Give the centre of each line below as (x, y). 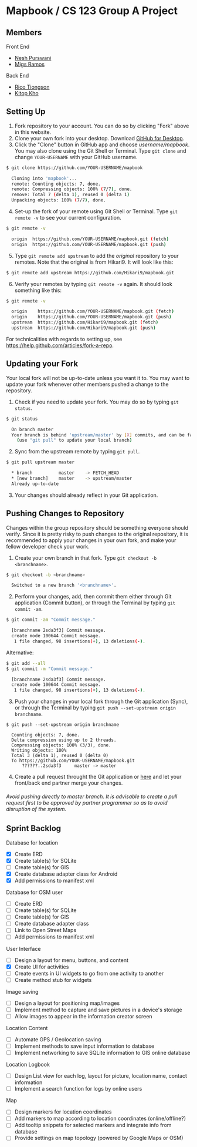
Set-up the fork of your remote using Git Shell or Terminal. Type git (96, 211)
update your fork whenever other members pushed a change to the (87, 384)
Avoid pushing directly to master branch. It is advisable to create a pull (92, 796)
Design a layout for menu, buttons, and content (72, 960)
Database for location (32, 842)
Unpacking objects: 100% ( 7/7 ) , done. (59, 200)
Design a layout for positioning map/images (67, 1003)
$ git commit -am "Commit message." (51, 620)
